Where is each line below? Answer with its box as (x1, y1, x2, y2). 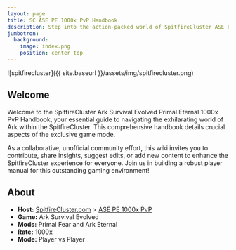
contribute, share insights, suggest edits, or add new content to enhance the (7, 151, 229, 159)
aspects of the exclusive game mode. (7, 130, 116, 138)
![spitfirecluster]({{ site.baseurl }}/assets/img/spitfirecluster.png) (7, 68, 195, 77)
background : (13, 37, 49, 44)
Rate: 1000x (17, 228, 53, 236)
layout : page (7, 10, 46, 18)
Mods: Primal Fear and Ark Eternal (17, 220, 118, 228)
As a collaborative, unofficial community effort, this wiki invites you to (7, 143, 209, 152)
